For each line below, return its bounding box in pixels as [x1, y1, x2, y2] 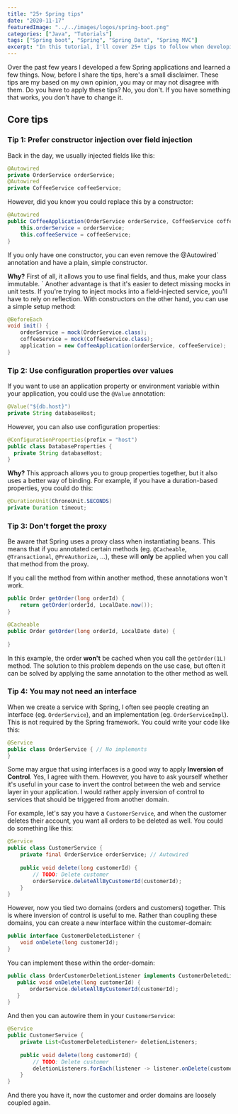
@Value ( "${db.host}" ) [7, 403, 72, 411]
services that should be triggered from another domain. [7, 795, 169, 804]
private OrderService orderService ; [7, 171, 115, 178]
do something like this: [7, 824, 74, 833]
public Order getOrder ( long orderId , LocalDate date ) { [7, 627, 176, 634]
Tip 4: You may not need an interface [7, 686, 137, 696]
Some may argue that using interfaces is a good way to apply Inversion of [7, 765, 224, 774]
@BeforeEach [7, 315, 42, 323]
